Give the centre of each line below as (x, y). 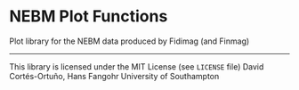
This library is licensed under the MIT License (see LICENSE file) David (137, 66)
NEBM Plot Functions (89, 16)
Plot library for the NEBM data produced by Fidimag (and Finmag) (129, 41)
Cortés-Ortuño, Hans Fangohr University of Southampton (114, 76)
